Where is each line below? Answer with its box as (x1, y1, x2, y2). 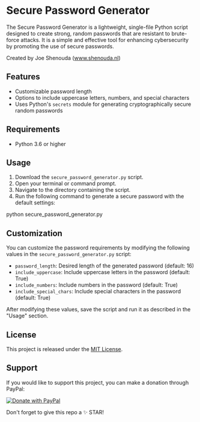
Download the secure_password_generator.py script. (14, 174, 144, 181)
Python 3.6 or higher (14, 140, 66, 147)
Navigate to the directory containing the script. (14, 186, 131, 194)
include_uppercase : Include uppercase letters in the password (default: (14, 269, 190, 276)
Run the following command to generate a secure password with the (14, 193, 184, 200)
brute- (171, 29, 187, 37)
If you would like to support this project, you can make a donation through (6, 379, 189, 386)
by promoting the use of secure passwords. (6, 43, 114, 50)
